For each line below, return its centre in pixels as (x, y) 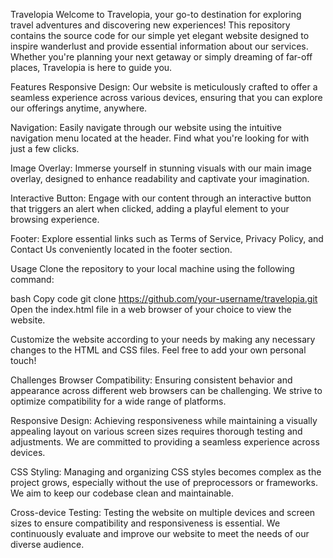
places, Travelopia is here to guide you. (91, 67)
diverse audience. (47, 544)
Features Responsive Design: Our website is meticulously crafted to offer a (164, 87)
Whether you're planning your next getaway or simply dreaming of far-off (161, 57)
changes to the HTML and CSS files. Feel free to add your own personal (158, 350)
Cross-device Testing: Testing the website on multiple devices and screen (163, 512)
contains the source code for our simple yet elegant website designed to (160, 35)
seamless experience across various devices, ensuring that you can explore (166, 97)
